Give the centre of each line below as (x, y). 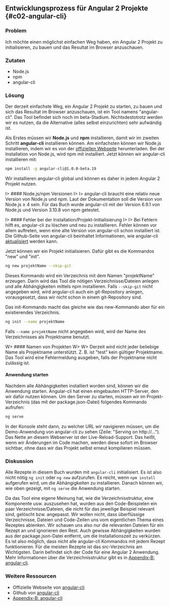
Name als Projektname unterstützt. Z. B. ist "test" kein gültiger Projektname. (84, 352)
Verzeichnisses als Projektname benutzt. (48, 337)
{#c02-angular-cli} (36, 17)
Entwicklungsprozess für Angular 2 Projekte (77, 8)
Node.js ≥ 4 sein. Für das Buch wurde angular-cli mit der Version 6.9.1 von (83, 205)
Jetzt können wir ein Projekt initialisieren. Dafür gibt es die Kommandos (80, 251)
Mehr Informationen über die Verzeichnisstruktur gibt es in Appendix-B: (80, 558)
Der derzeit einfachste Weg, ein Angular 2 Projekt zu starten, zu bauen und (84, 107)
